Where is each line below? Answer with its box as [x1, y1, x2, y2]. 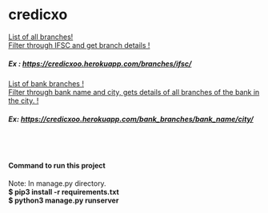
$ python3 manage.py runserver [8, 195, 119, 205]
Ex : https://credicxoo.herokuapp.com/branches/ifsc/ [8, 58, 192, 69]
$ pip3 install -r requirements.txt [8, 187, 120, 197]
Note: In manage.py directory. [8, 179, 106, 188]
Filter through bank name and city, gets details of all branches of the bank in [8, 87, 260, 97]
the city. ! [8, 96, 39, 105]
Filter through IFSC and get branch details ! [8, 40, 150, 49]
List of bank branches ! [8, 78, 84, 89]
